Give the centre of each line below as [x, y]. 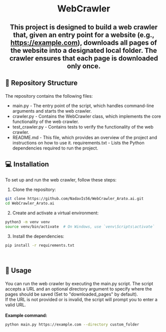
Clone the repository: [34, 189]
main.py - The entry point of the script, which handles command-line [83, 106]
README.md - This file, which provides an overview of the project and [84, 137]
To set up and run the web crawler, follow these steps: [61, 180]
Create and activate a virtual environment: [55, 213]
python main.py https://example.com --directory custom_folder [72, 325]
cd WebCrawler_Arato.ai [30, 203]
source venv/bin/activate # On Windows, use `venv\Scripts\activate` [80, 227]
